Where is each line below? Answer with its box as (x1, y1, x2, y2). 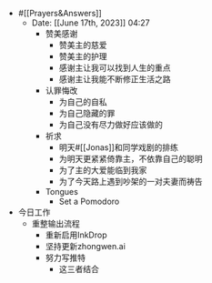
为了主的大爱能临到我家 (58, 165, 147, 176)
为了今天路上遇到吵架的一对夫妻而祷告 (58, 177, 203, 187)
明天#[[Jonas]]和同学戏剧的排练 (58, 142, 179, 153)
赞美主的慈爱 (58, 40, 107, 50)
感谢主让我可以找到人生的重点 (58, 63, 171, 73)
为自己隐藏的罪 (58, 108, 116, 118)
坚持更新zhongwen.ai (45, 241, 126, 251)
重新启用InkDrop (45, 229, 107, 240)
